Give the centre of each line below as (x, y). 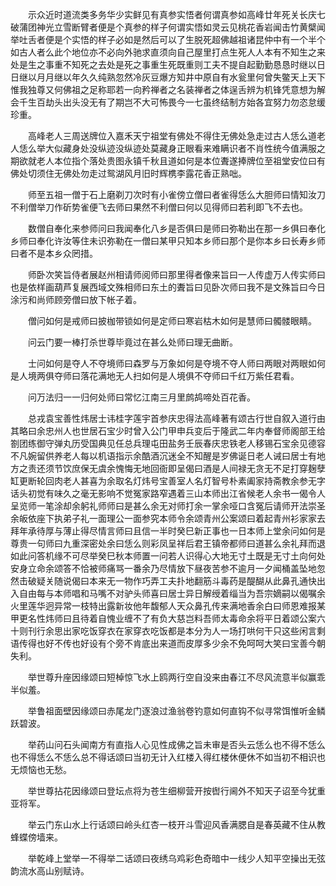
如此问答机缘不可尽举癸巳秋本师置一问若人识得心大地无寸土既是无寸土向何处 (168, 556)
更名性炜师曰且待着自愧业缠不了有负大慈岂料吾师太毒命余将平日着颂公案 (167, 618)
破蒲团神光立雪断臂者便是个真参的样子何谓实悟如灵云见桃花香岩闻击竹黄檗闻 (168, 27)
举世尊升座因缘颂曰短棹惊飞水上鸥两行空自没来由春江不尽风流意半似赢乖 (176, 677)
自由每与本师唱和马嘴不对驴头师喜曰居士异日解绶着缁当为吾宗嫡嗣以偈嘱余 (172, 593)
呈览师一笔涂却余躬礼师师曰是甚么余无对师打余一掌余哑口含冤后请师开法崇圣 (168, 506)
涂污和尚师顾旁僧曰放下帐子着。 (76, 299)
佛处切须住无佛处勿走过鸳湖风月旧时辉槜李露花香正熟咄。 (128, 173)
